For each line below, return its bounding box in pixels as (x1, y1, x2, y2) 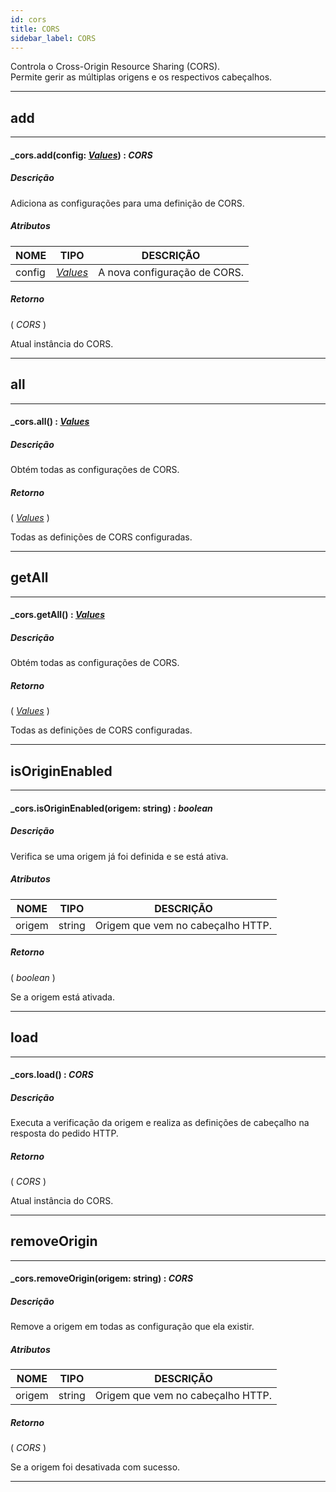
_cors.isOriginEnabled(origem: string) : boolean (10, 802, 213, 814)
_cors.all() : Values (10, 416, 90, 428)
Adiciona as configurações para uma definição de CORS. (10, 197, 245, 209)
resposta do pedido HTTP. (10, 1127, 119, 1140)
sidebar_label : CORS (10, 33, 97, 43)
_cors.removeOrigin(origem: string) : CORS (10, 1272, 194, 1285)
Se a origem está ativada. (10, 991, 115, 1003)
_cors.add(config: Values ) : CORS (10, 149, 153, 161)
